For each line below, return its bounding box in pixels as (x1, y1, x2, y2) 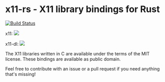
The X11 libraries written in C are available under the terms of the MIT (5, 50, 150, 56)
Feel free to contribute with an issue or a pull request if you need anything (5, 65, 160, 71)
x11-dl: (5, 41, 19, 47)
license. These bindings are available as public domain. (5, 56, 121, 62)
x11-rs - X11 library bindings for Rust (5, 4, 160, 15)
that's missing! (5, 71, 36, 77)
